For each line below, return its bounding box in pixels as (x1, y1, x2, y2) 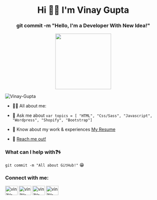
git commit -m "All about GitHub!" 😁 (5, 162, 84, 168)
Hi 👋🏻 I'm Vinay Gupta (37, 4, 129, 16)
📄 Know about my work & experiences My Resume (12, 126, 115, 133)
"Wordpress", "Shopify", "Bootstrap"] (12, 118, 93, 123)
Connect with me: (5, 174, 49, 181)
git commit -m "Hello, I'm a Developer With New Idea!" (16, 22, 150, 29)
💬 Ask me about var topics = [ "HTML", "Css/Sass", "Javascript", (12, 112, 153, 118)
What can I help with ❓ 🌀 (5, 149, 61, 155)
